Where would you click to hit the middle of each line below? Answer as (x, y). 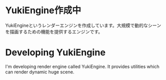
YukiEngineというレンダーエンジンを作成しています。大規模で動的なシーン (83, 25)
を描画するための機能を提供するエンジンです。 (54, 31)
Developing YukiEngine (55, 52)
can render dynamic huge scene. (40, 72)
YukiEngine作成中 (43, 10)
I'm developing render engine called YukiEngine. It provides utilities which (82, 66)
